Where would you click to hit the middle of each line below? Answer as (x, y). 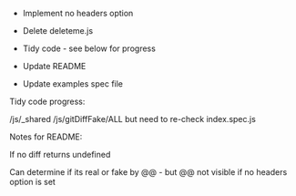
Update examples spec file (73, 84)
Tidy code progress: (47, 101)
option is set (33, 182)
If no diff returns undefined (60, 155)
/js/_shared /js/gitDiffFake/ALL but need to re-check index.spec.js (133, 119)
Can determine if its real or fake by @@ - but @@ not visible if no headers (148, 172)
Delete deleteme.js (58, 31)
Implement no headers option (78, 13)
